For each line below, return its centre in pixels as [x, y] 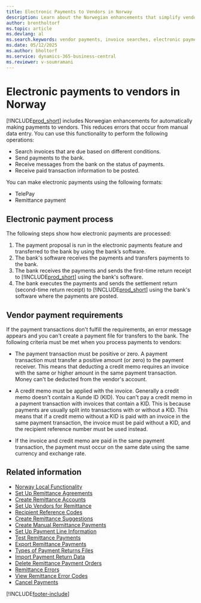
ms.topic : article [29, 28]
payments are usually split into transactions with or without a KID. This [101, 410]
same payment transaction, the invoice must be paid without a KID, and [103, 423]
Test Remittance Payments [48, 538]
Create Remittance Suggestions [54, 518]
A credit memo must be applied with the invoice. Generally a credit [97, 391]
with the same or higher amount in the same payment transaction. [96, 373]
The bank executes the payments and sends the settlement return [96, 284]
